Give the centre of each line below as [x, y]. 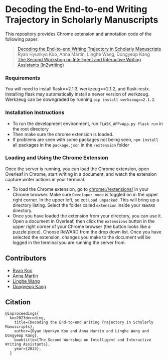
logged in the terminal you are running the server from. [69, 243]
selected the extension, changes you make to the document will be [81, 237]
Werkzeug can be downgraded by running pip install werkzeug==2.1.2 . [80, 99]
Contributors [26, 258]
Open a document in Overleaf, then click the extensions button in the [83, 221]
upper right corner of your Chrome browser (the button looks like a [81, 226]
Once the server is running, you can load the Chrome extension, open [77, 169]
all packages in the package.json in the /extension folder [71, 145]
